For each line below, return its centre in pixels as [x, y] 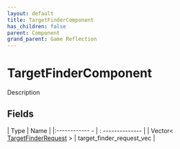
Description [23, 92]
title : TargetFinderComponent [51, 20]
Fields [21, 114]
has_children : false [37, 26]
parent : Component [33, 33]
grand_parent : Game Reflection [52, 39]
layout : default [30, 13]
